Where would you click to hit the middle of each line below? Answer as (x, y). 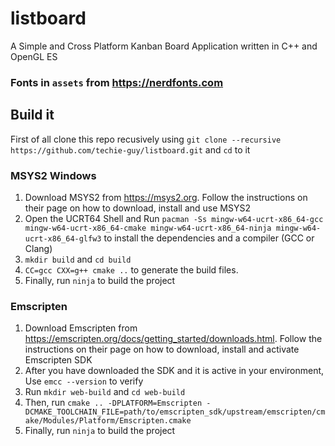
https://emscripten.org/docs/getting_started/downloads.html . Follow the (173, 339)
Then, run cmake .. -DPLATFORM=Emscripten (113, 403)
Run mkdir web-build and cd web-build (105, 392)
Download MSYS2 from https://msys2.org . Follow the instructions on (166, 197)
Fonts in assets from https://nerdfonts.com (117, 82)
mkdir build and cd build (78, 259)
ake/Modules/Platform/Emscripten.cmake (108, 421)
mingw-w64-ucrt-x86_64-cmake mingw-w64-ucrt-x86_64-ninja (148, 228)
